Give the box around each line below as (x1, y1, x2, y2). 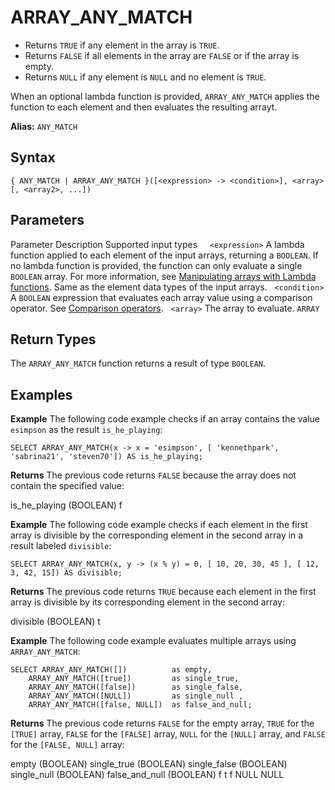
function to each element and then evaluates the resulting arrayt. (10, 101, 278, 113)
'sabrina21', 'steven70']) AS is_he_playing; (10, 452, 203, 462)
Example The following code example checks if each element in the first (10, 519, 308, 531)
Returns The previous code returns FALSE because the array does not (10, 469, 297, 481)
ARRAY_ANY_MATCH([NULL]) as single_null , (28, 691, 244, 701)
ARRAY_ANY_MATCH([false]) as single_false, (28, 682, 244, 693)
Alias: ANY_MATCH (10, 120, 78, 132)
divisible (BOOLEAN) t (10, 616, 101, 628)
